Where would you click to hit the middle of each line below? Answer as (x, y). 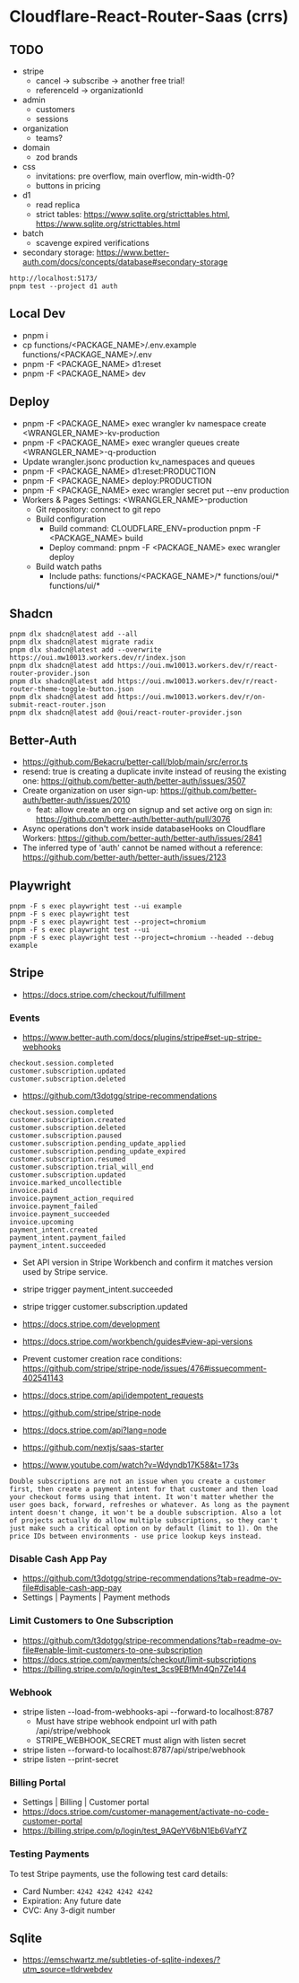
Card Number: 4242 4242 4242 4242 (88, 1891)
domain (36, 147)
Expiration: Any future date (72, 1900)
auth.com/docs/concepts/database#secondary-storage (125, 262)
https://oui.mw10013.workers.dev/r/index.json (98, 658)
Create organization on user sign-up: (90, 791)
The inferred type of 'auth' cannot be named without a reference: (142, 848)
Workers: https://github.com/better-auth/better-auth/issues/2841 (142, 838)
